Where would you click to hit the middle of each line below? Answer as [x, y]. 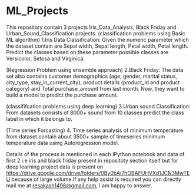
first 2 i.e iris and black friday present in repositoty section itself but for [92, 160]
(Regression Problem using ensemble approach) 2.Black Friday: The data [95, 70]
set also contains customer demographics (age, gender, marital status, [92, 76]
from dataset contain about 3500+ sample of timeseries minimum [86, 136]
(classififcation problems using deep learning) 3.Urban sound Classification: [98, 106]
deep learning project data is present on [55, 167]
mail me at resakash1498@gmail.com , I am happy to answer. [79, 185]
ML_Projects [37, 11]
